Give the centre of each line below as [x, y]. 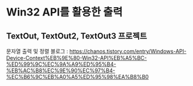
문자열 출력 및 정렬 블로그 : [37, 51]
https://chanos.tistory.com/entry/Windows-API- [128, 51]
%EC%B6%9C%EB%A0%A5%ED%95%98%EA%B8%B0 [78, 77]
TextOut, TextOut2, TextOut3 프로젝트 [77, 36]
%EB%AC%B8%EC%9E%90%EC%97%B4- [61, 71]
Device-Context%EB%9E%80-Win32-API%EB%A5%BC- [77, 58]
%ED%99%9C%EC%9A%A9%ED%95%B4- [61, 64]
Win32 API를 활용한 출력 [65, 12]
